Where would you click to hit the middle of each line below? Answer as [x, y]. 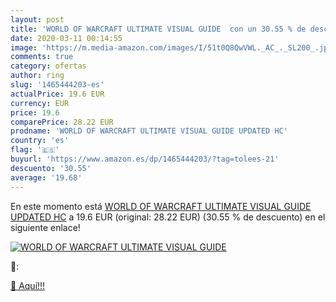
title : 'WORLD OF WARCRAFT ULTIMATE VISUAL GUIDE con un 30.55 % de [158, 29]
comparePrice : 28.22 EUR [62, 122]
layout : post [37, 19]
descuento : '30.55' [51, 168]
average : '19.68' [46, 177]
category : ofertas [48, 66]
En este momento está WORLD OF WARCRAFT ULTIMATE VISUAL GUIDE [161, 206]
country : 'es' [40, 141]
